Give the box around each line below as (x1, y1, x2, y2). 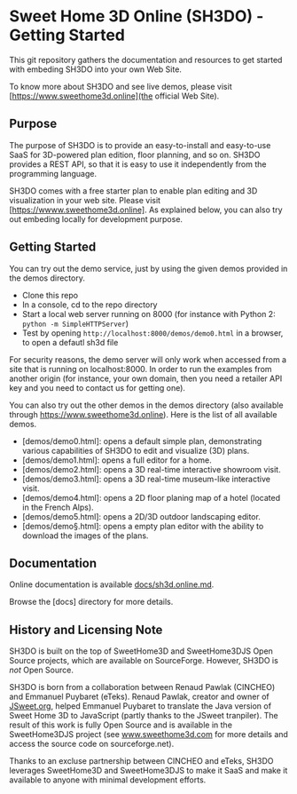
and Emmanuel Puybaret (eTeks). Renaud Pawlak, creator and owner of (9, 691, 270, 703)
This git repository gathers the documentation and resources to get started (9, 54, 283, 65)
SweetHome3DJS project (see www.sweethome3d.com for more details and (9, 729, 288, 740)
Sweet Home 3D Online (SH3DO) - (9, 6, 264, 27)
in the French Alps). (21, 502, 95, 512)
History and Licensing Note (9, 622, 163, 637)
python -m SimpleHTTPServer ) (21, 318, 129, 329)
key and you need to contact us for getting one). (9, 382, 186, 393)
